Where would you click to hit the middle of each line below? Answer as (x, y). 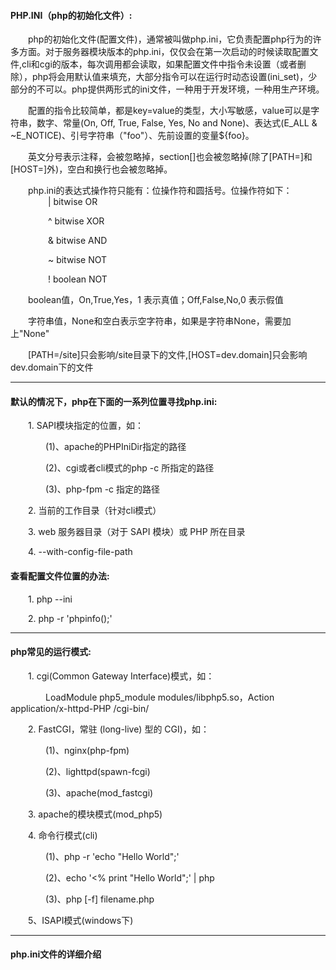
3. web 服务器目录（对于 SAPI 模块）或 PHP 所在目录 (137, 532)
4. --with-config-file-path (80, 552)
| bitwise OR (72, 202)
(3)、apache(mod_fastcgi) (99, 792)
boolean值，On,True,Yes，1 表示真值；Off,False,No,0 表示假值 (156, 300)
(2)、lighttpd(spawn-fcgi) (98, 771)
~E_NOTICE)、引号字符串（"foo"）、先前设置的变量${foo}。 (132, 136)
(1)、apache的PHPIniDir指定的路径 (116, 447)
